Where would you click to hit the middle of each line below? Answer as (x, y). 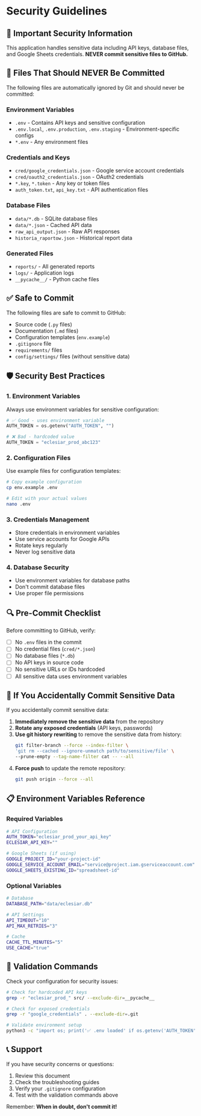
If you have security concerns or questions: (60, 1064)
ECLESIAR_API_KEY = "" (32, 843)
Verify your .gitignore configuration (60, 1088)
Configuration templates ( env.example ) (62, 337)
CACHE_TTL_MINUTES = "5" (35, 943)
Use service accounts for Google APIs (62, 539)
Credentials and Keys (38, 158)
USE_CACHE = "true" (28, 948)
